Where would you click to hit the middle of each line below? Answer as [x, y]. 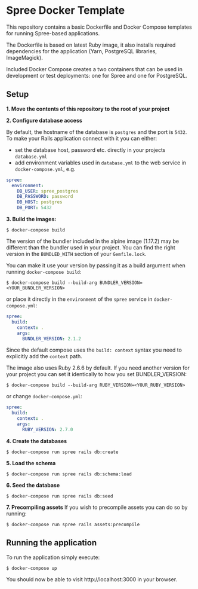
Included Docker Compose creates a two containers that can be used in [95, 69]
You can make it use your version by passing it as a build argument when [96, 265]
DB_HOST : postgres [40, 202]
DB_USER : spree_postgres [48, 191]
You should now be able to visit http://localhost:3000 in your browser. [92, 579]
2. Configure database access [44, 120]
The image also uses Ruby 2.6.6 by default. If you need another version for [98, 368]
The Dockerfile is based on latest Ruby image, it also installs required [91, 45]
